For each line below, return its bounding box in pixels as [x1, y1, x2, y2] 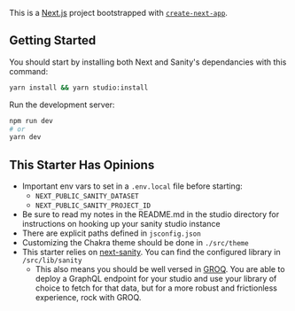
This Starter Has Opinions [9, 157, 155, 172]
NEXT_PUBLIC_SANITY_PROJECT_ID [35, 201, 151, 211]
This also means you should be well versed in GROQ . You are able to [35, 264, 285, 275]
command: [9, 66, 49, 76]
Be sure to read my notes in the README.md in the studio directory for [21, 209, 280, 220]
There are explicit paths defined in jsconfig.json [21, 228, 201, 238]
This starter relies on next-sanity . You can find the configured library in [21, 247, 281, 258]
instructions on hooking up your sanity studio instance [21, 219, 221, 229]
